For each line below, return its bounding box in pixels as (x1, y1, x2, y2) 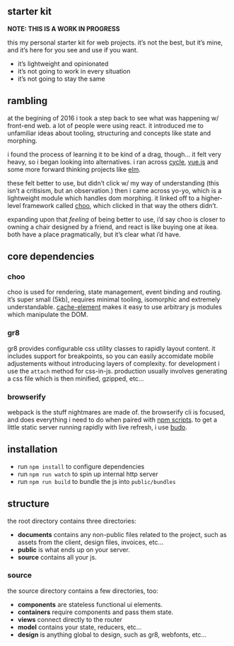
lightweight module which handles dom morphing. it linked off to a (7, 194, 200, 202)
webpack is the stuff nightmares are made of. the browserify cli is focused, (7, 408, 226, 416)
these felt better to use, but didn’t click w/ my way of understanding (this (7, 178, 219, 187)
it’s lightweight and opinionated (17, 59, 109, 68)
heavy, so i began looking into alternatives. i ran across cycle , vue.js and (7, 157, 218, 166)
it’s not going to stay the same (17, 74, 105, 83)
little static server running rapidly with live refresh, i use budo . (7, 422, 187, 431)
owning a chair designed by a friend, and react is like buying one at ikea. (7, 222, 218, 231)
